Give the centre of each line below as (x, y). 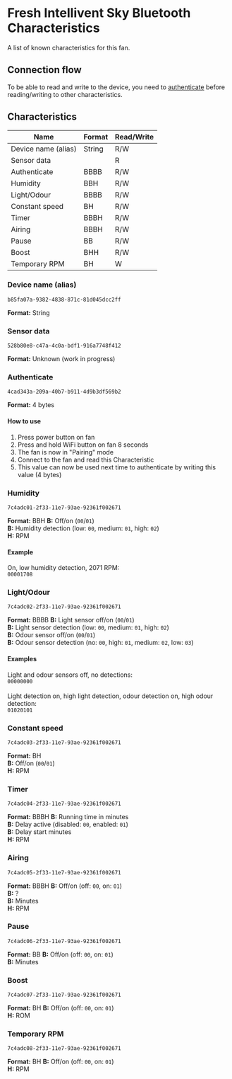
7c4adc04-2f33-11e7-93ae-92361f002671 (64, 804)
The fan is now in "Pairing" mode (66, 452)
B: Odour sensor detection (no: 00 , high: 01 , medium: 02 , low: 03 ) (100, 643)
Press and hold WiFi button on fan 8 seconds (83, 445)
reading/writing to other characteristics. (65, 94)
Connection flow (45, 70)
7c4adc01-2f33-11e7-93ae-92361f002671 (64, 508)
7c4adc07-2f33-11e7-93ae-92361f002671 (64, 995)
